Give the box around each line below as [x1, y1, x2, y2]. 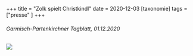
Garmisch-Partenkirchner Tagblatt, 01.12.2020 [6, 25, 120, 32]
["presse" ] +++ [6, 11, 45, 18]
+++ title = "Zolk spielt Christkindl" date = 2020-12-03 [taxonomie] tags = [6, 5, 188, 12]
